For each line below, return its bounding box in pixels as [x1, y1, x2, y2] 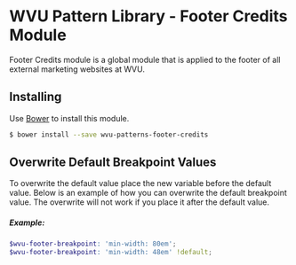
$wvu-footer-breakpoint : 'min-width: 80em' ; [9, 239, 177, 249]
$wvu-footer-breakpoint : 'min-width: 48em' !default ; [9, 248, 213, 257]
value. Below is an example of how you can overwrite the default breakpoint [9, 188, 287, 199]
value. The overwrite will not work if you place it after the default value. [9, 197, 269, 207]
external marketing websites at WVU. [9, 64, 145, 74]
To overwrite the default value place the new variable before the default [9, 178, 272, 189]
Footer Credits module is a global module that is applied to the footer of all [9, 54, 281, 65]
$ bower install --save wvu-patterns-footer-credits [9, 130, 209, 139]
